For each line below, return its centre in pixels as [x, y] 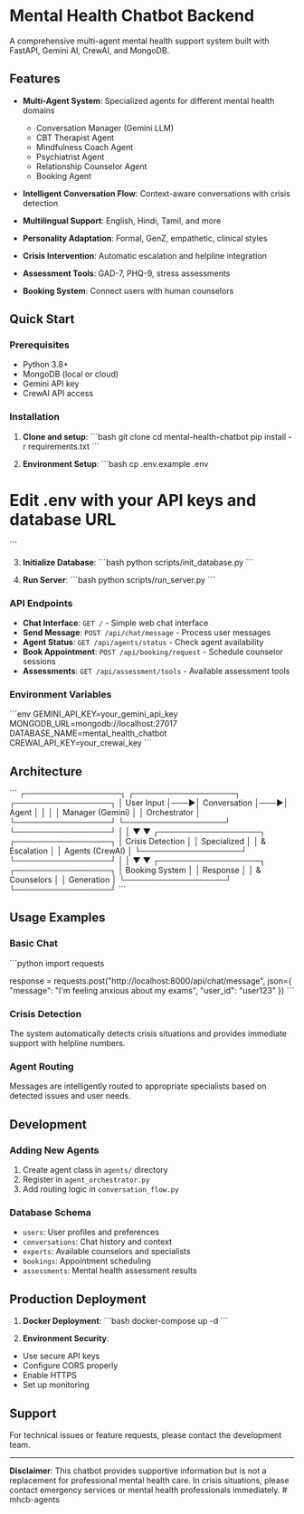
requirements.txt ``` [64, 446]
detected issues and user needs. [70, 1096]
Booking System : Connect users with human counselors [128, 290]
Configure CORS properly [70, 1366]
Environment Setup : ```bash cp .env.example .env [115, 463]
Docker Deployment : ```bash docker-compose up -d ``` [125, 1321]
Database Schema [51, 1212]
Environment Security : [66, 1338]
